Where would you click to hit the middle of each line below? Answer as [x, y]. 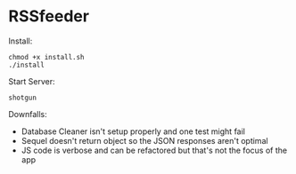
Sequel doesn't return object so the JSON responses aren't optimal [144, 140]
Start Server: [32, 81]
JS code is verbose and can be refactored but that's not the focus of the [154, 150]
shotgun [23, 98]
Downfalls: [28, 114]
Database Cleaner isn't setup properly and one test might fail [133, 131]
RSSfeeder [49, 16]
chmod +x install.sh [47, 57]
